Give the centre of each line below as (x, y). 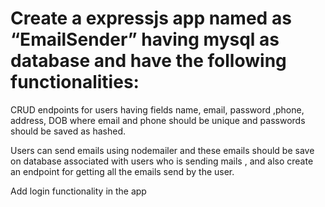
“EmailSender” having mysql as (145, 39)
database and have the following (148, 61)
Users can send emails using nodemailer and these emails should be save (162, 150)
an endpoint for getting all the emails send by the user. (122, 171)
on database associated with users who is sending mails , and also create (162, 161)
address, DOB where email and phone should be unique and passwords (158, 120)
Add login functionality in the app (78, 191)
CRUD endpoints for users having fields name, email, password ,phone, (157, 109)
